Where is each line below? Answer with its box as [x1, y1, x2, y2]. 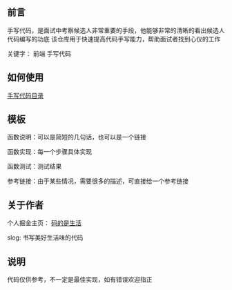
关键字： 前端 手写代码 [7, 49, 71, 57]
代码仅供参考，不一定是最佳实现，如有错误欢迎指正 [7, 275, 153, 284]
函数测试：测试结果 [7, 162, 62, 171]
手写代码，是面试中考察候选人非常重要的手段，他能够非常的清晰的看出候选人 [7, 26, 225, 35]
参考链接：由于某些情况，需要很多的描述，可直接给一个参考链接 [7, 177, 188, 185]
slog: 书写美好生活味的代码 [7, 233, 84, 242]
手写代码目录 [7, 91, 43, 99]
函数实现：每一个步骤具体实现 [7, 148, 92, 156]
